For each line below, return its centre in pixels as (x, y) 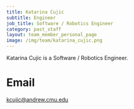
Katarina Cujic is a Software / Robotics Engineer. (67, 58)
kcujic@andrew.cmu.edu (37, 99)
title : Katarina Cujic (35, 12)
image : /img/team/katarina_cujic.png (54, 40)
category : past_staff (34, 29)
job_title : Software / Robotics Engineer (60, 23)
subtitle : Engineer (31, 18)
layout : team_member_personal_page (52, 35)
